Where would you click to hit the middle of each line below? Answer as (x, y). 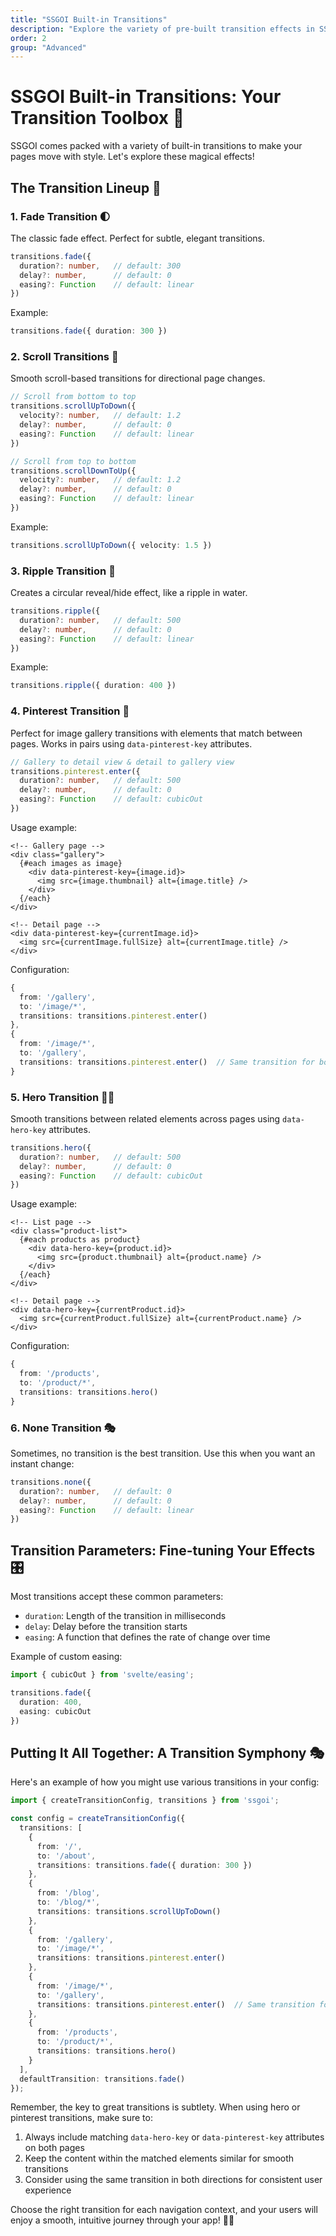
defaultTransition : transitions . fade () (102, 2079)
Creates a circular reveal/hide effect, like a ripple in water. (129, 593)
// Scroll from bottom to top (73, 397)
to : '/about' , (66, 1856)
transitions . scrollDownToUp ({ (73, 471)
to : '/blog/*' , (68, 1902)
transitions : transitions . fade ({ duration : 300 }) (144, 1865)
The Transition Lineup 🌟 (86, 187)
